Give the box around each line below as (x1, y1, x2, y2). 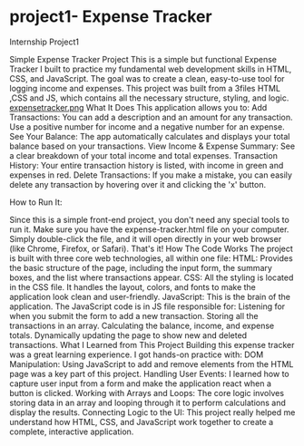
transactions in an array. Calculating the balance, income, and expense (9, 320, 275, 331)
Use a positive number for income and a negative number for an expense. (9, 121, 285, 132)
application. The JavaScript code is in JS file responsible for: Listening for (9, 301, 286, 312)
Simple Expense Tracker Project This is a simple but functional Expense (9, 53, 278, 64)
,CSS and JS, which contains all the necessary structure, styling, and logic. (9, 92, 289, 103)
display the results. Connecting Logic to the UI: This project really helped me (9, 406, 296, 418)
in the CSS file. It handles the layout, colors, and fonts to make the (9, 281, 256, 292)
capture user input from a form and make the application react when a (9, 378, 272, 389)
